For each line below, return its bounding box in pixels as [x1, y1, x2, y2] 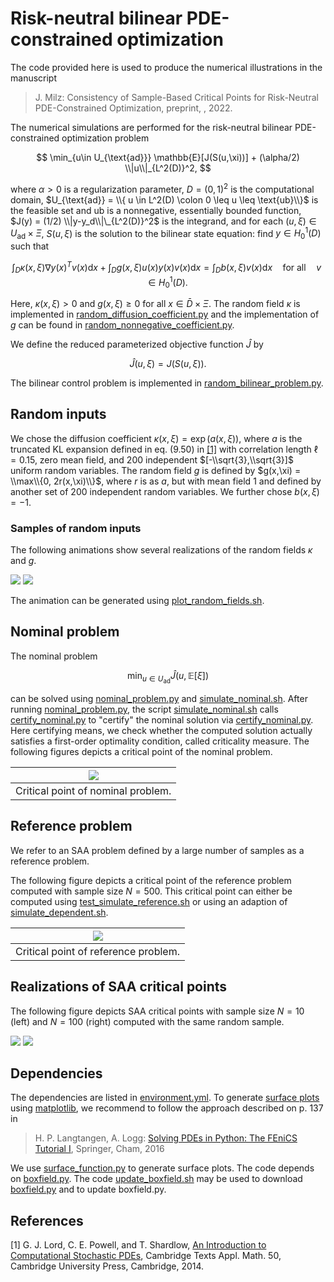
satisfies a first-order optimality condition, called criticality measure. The [10, 735, 310, 747]
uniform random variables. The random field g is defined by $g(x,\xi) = [10, 464, 302, 476]
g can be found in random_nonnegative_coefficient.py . [10, 318, 235, 331]
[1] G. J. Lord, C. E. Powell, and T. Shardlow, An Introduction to [10, 1239, 267, 1251]
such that [10, 240, 50, 252]
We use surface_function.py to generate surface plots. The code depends [10, 1162, 315, 1174]
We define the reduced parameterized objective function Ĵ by [10, 338, 264, 350]
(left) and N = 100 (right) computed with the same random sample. [10, 1015, 285, 1027]
